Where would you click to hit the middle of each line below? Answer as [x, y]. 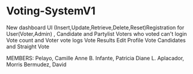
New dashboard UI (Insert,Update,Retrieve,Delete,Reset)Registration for [95, 27]
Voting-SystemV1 [51, 11]
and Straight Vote [28, 47]
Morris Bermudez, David [36, 64]
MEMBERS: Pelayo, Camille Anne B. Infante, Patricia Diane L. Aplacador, [95, 58]
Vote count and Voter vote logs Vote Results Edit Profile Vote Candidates [96, 40]
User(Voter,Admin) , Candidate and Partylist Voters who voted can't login [97, 33]
